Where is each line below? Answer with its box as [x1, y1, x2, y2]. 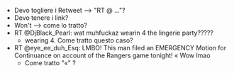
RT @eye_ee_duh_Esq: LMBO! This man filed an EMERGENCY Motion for [13, 44, 227, 52]
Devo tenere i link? [13, 13, 69, 22]
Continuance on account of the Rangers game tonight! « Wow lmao [13, 51, 211, 60]
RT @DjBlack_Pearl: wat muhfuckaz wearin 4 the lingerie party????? [13, 28, 214, 37]
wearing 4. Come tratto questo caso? [24, 36, 133, 45]
